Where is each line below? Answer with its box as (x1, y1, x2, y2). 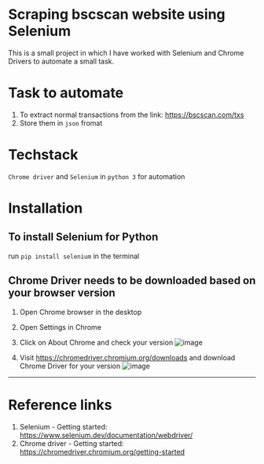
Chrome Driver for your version (19, 361, 121, 371)
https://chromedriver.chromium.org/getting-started (19, 447, 185, 456)
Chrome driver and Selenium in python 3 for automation (8, 171, 185, 181)
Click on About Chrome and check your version (19, 338, 174, 347)
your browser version (8, 287, 115, 300)
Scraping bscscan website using (8, 5, 225, 24)
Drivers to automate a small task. (8, 57, 115, 66)
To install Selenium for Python (8, 230, 159, 244)
